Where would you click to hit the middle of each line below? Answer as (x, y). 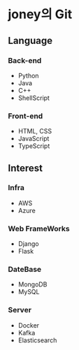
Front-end (26, 116)
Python (28, 75)
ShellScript (34, 98)
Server (20, 310)
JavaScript (34, 139)
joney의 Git (40, 14)
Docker (29, 325)
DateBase (25, 270)
